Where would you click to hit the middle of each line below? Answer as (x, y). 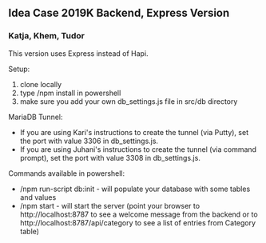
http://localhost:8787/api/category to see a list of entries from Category (138, 222)
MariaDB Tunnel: (36, 117)
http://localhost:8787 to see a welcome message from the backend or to (139, 214)
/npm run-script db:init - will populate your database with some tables (135, 189)
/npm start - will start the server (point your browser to (110, 205)
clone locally (41, 84)
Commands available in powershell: (67, 173)
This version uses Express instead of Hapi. (79, 53)
